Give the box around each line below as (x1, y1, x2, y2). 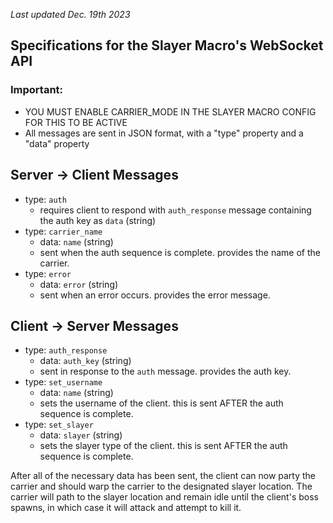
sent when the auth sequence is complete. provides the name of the (39, 246, 321, 258)
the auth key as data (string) (39, 214, 157, 226)
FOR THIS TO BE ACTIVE (24, 116, 128, 128)
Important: (10, 83, 64, 97)
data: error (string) (39, 278, 119, 290)
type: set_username (24, 376, 103, 388)
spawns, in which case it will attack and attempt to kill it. (10, 502, 242, 514)
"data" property (24, 137, 90, 149)
